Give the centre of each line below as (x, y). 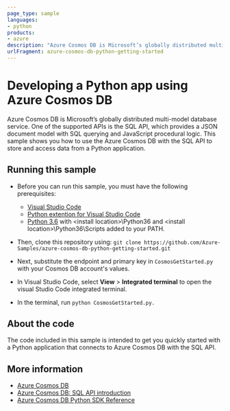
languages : (23, 20)
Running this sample (52, 170)
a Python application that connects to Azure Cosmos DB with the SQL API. (112, 347)
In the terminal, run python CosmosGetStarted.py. (86, 302)
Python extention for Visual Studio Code (84, 214)
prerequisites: (36, 193)
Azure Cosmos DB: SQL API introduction (74, 393)
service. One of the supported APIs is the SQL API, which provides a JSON (112, 126)
